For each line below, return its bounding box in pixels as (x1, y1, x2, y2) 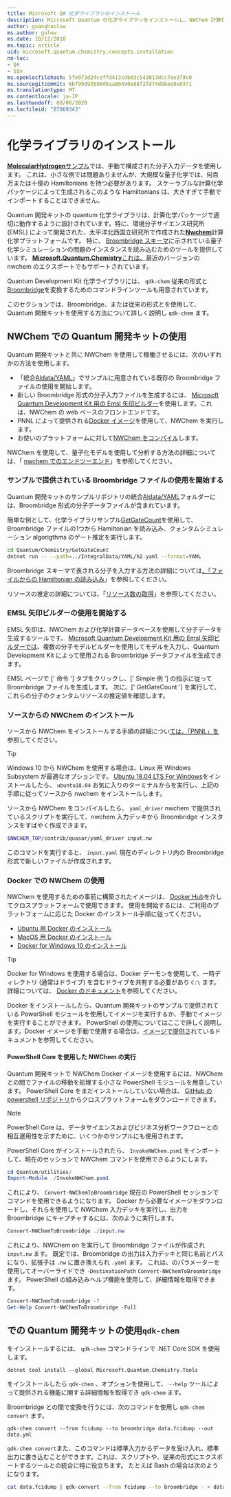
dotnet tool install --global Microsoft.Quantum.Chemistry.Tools (7, 1366, 198, 1373)
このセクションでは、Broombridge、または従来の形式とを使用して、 (7, 300, 201, 308)
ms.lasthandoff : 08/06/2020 (7, 100, 88, 107)
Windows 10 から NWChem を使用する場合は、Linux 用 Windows (7, 764, 191, 772)
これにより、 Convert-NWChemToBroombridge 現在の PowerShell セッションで (7, 1188, 219, 1197)
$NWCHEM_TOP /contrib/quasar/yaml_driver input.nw (7, 835, 153, 842)
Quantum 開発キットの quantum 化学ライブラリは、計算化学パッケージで (7, 210, 214, 219)
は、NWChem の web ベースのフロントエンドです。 (16, 408, 164, 416)
